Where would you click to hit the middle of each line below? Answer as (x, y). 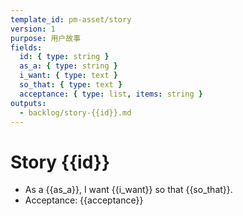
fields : (26, 47)
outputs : (28, 103)
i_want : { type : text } (68, 76)
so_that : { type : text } (71, 85)
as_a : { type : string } (68, 66)
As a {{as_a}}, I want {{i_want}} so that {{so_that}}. (128, 190)
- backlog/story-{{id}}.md (75, 112)
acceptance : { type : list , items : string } (111, 94)
